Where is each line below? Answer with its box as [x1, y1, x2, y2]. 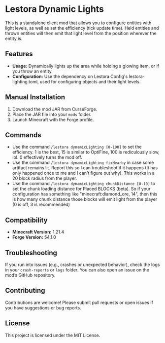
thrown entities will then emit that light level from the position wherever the [5, 30, 157, 36]
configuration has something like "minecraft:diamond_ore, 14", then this [12, 191, 158, 197]
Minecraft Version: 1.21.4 [12, 229, 65, 235]
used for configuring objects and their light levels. [39, 78, 141, 84]
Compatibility [5, 216, 48, 224]
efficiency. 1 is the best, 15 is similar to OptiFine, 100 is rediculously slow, [12, 149, 160, 155]
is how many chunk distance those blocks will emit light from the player [12, 196, 158, 202]
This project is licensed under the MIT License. [5, 332, 100, 338]
